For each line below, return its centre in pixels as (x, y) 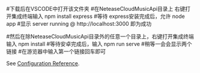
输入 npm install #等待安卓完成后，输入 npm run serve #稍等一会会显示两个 (99, 44)
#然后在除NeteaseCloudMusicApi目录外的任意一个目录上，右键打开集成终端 (100, 36)
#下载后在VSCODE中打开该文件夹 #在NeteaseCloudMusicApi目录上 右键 (96, 9)
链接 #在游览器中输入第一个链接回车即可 (56, 51)
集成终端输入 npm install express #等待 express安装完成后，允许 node (98, 16)
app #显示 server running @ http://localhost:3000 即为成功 (79, 24)
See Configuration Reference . (43, 63)
